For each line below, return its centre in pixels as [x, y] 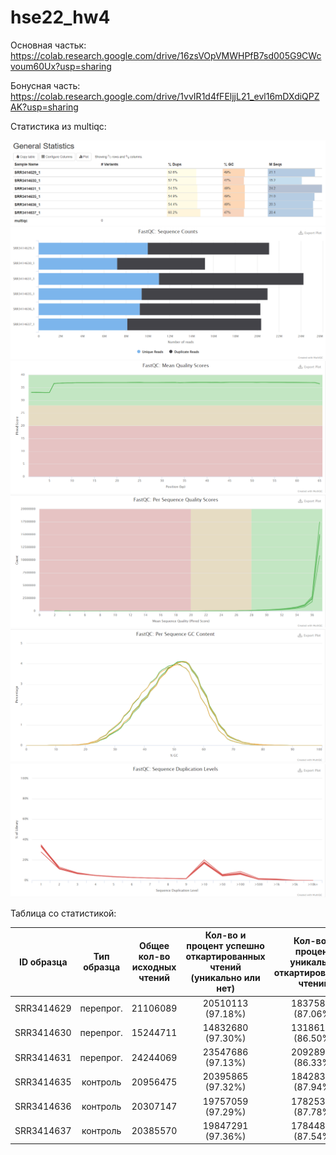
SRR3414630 [43, 1033]
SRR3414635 [43, 1082]
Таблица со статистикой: [63, 913]
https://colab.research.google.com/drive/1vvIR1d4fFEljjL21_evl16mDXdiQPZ [165, 96]
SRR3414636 [43, 1107]
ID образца [43, 962]
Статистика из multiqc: [58, 126]
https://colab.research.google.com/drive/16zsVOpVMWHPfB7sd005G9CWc [166, 55]
